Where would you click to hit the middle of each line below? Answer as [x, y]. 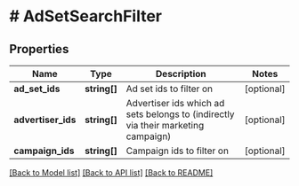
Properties [39, 49]
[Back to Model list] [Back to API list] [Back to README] [111, 173]
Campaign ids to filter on [178, 151]
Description [181, 74]
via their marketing [165, 125]
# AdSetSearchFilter [86, 16]
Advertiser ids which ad [175, 103]
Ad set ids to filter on [170, 89]
